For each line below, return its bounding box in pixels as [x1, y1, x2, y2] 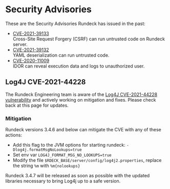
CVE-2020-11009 [12, 57, 50, 63]
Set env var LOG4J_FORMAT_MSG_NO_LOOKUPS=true [12, 152, 112, 158]
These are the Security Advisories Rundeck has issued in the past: [5, 20, 146, 27]
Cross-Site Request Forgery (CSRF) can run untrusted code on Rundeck [12, 36, 165, 42]
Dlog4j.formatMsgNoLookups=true [12, 147, 82, 153]
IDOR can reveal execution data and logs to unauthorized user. [12, 63, 145, 69]
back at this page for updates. [5, 102, 69, 108]
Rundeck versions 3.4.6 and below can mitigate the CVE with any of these [5, 127, 161, 133]
